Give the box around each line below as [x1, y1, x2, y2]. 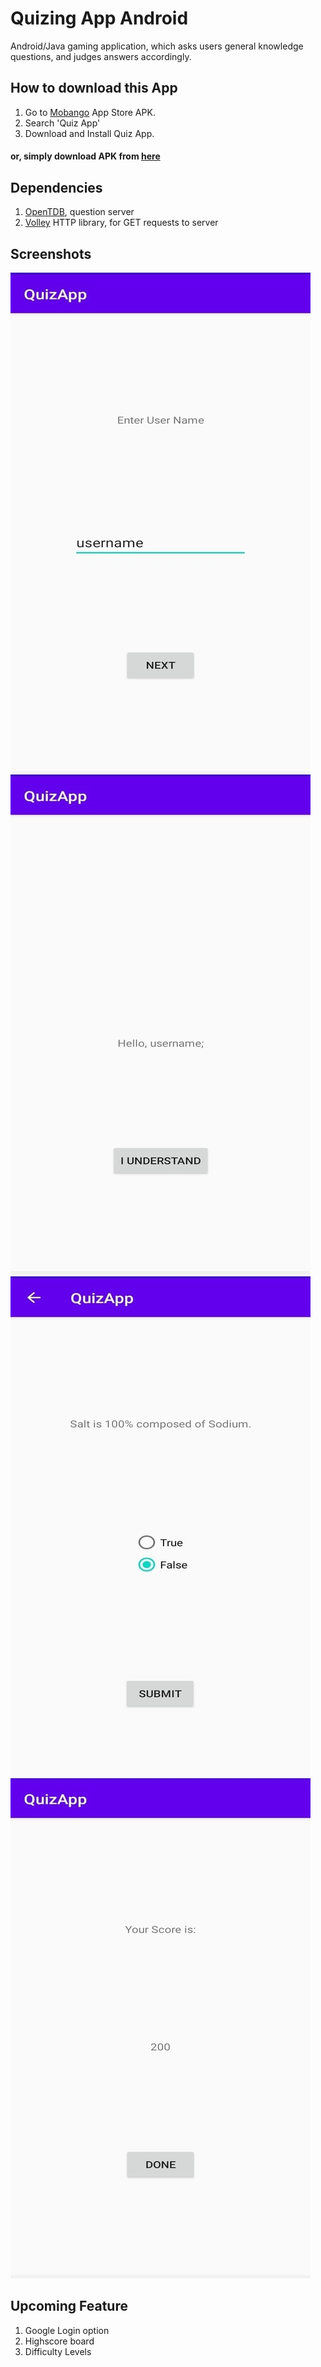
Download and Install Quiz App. [24, 127, 155, 139]
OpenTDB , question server [24, 206, 135, 218]
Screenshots [10, 245, 92, 262]
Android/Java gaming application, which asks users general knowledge [10, 40, 304, 52]
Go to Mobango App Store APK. [24, 106, 156, 118]
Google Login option [24, 2324, 110, 2336]
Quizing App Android [10, 7, 189, 30]
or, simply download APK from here [10, 150, 161, 162]
